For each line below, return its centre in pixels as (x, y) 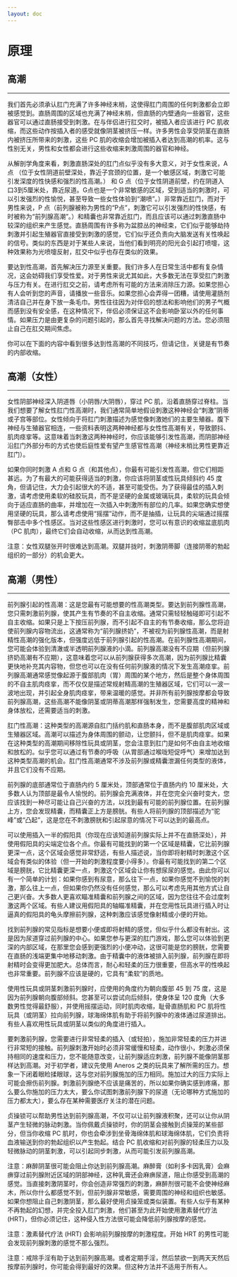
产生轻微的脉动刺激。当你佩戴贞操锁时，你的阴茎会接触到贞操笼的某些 (115, 1124)
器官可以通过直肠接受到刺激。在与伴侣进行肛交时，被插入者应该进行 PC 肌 (115, 121)
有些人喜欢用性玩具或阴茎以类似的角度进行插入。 (78, 1024)
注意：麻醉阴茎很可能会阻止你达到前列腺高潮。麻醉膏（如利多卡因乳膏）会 (115, 1166)
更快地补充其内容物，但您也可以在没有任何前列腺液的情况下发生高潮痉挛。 (115, 666)
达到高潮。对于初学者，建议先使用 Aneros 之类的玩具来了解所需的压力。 (118, 1065)
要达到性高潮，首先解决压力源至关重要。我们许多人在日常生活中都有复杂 (112, 266)
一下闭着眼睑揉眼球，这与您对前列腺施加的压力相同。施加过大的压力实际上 (121, 1074)
